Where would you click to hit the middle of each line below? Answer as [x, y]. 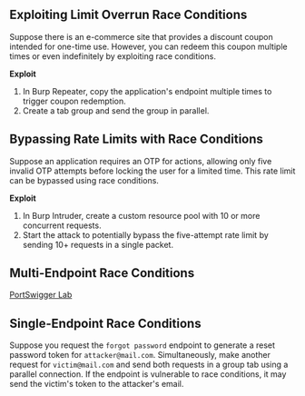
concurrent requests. [62, 225]
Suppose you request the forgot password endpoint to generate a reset [142, 345]
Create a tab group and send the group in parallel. [116, 110]
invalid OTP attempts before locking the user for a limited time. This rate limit [152, 171]
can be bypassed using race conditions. [84, 180]
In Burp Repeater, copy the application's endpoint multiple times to [147, 91]
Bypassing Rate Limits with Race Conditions [136, 139]
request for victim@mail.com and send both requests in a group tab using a [149, 365]
